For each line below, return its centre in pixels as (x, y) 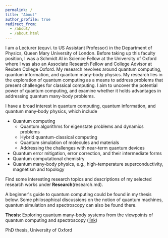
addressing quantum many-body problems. (50, 96)
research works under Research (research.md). (54, 184)
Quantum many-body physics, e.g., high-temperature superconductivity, (88, 164)
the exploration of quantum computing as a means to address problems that (84, 80)
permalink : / (19, 10)
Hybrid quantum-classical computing (59, 137)
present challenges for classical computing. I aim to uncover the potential (81, 85)
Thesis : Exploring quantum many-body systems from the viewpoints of (79, 215)
